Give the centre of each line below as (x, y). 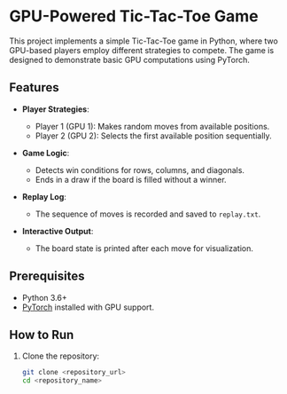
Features (34, 87)
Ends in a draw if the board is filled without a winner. (131, 179)
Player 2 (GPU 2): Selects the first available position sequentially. (153, 136)
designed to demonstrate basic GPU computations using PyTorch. (130, 59)
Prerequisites (47, 276)
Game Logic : (46, 153)
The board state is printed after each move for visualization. (144, 248)
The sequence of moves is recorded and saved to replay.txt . (148, 214)
